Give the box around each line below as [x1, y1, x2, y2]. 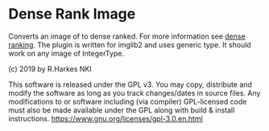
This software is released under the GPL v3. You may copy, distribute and [8, 80, 252, 89]
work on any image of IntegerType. [8, 48, 125, 58]
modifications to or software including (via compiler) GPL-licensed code [8, 96, 247, 106]
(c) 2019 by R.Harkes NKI [8, 63, 92, 73]
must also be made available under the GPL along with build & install [8, 105, 235, 115]
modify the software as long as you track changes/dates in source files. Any [8, 88, 261, 97]
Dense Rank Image [8, 5, 136, 23]
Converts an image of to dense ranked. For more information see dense [8, 31, 246, 41]
